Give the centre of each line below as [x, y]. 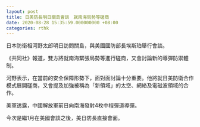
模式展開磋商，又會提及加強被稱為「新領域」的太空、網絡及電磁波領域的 [95, 86]
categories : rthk [28, 28]
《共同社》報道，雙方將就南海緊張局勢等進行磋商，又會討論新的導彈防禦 [95, 58]
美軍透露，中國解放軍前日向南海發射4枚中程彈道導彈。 [73, 105]
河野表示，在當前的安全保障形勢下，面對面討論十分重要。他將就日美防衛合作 [100, 78]
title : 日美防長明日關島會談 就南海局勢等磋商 [58, 17]
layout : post [22, 12]
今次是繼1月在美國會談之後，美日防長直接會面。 [65, 118]
